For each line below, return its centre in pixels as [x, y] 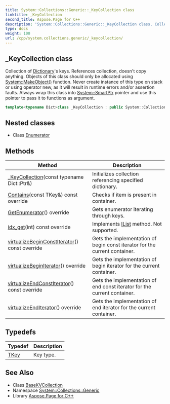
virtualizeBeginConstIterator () [43, 242]
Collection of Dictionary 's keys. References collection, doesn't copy [76, 71]
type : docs [17, 29]
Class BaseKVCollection [38, 385]
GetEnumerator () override [38, 212]
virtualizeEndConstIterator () [41, 283]
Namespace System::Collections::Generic [56, 390]
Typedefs [21, 332]
